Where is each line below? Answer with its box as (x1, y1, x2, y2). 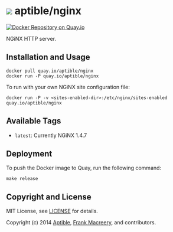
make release (6, 176, 38, 182)
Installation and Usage (6, 52, 90, 63)
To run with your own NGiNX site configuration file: (6, 83, 130, 90)
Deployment (6, 149, 53, 159)
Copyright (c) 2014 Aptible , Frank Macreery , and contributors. (6, 219, 156, 226)
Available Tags (6, 116, 61, 126)
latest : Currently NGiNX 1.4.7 (14, 132, 87, 139)
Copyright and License (6, 192, 92, 202)
